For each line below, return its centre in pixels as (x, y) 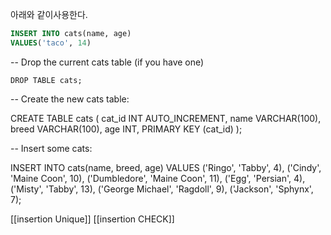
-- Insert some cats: (51, 148)
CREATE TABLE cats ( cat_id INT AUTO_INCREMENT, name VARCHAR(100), (166, 118)
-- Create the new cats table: (70, 99)
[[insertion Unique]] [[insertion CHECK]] (92, 219)
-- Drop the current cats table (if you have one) (107, 62)
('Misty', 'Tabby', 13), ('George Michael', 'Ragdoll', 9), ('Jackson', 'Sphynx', (162, 189)
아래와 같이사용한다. (49, 14)
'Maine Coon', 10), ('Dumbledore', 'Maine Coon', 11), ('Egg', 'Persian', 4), (158, 178)
